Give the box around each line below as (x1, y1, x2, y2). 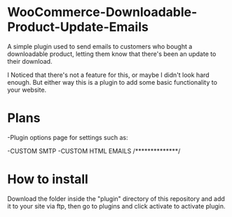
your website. (7, 85, 47, 94)
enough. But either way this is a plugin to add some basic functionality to (7, 78, 217, 86)
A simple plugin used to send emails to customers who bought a (7, 42, 193, 50)
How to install (7, 171, 89, 188)
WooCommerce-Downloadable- (7, 4, 198, 20)
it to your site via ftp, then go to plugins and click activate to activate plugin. (7, 202, 226, 210)
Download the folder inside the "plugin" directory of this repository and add (7, 194, 226, 203)
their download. (7, 57, 53, 65)
